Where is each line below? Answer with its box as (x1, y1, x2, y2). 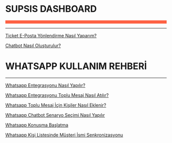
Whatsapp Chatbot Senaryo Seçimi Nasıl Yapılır (5, 112, 105, 118)
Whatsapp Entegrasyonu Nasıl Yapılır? (5, 82, 85, 88)
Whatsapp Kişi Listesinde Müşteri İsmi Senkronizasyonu (5, 132, 123, 138)
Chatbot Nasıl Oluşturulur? (5, 42, 61, 49)
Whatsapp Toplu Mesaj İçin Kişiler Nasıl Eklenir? (5, 102, 106, 108)
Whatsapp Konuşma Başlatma (5, 121, 69, 128)
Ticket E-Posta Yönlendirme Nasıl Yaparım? (5, 32, 97, 38)
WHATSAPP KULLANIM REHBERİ (5, 60, 147, 72)
